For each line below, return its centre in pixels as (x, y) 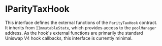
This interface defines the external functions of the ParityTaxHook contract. (81, 23)
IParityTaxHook (37, 9)
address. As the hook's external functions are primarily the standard (74, 33)
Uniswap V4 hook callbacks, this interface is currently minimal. (69, 38)
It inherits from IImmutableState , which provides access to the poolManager (81, 27)
